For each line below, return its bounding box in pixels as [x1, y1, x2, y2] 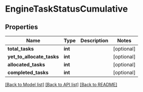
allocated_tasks [7, 61, 46, 68]
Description [80, 37, 109, 44]
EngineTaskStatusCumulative [5, 3, 128, 15]
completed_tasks [7, 69, 49, 76]
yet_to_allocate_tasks [7, 54, 59, 60]
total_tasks [7, 45, 34, 52]
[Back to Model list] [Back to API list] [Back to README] [5, 82, 118, 87]
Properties [5, 23, 38, 31]
